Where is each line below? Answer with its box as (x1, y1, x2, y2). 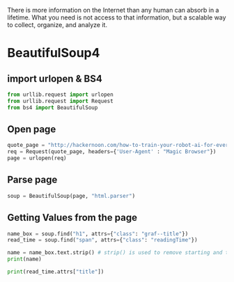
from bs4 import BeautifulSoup (7, 104, 98, 111)
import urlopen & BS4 (7, 72, 102, 84)
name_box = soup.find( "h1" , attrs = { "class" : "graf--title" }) (7, 230, 189, 237)
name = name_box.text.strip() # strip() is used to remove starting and (7, 249, 223, 256)
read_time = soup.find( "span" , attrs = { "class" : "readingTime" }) (7, 237, 198, 244)
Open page (7, 123, 56, 135)
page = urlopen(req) (7, 155, 68, 162)
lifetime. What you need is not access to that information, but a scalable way (7, 13, 226, 22)
